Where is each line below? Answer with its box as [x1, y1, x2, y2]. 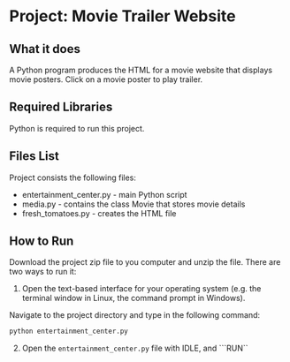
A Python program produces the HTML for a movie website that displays [9, 64, 272, 75]
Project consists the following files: [9, 172, 137, 183]
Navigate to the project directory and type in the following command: [9, 310, 261, 321]
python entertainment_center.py [9, 327, 128, 336]
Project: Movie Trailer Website [9, 6, 236, 26]
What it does [9, 41, 81, 57]
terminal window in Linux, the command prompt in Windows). [21, 293, 246, 304]
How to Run [9, 234, 74, 249]
